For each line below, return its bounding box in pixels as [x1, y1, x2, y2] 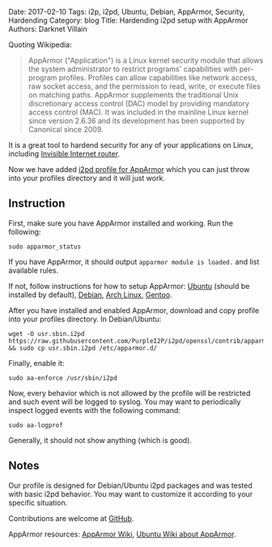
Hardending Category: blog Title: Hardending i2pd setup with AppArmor [8, 15, 249, 25]
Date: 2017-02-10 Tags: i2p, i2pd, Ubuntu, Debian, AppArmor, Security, [8, 7, 245, 16]
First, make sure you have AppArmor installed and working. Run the [8, 218, 233, 228]
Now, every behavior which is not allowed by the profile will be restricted [8, 388, 251, 398]
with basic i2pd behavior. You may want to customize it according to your [8, 489, 253, 498]
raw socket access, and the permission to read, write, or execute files [28, 81, 261, 91]
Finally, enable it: [8, 358, 65, 368]
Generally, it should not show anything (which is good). [8, 435, 193, 445]
